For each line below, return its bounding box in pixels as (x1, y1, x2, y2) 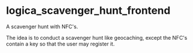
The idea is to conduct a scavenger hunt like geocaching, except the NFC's (6, 34, 188, 41)
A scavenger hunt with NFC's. (6, 23, 78, 30)
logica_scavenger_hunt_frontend (6, 4, 171, 17)
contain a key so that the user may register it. (6, 40, 115, 47)
